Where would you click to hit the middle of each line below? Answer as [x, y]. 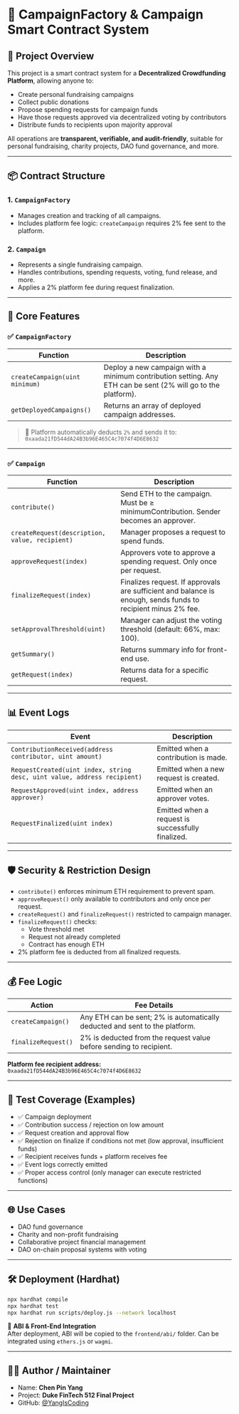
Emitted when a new [191, 769]
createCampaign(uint [46, 377]
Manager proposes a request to [173, 532]
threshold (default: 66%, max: [170, 629]
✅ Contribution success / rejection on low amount [91, 1125]
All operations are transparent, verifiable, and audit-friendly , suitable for [115, 139]
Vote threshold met [56, 929]
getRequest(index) [42, 674]
